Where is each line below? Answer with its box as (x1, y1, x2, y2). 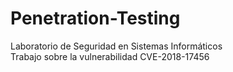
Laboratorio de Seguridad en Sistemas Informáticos (10, 40, 223, 52)
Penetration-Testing (10, 7, 181, 30)
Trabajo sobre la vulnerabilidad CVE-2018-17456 (10, 50, 210, 62)
